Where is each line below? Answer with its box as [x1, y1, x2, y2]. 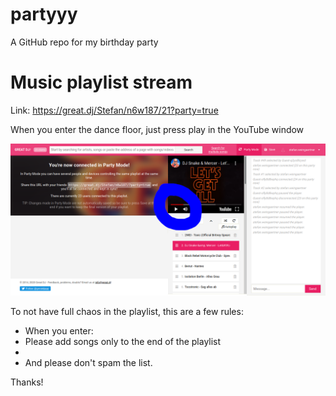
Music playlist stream [10, 71, 193, 94]
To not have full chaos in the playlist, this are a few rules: [10, 306, 244, 318]
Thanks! [10, 376, 44, 388]
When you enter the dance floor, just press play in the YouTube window [10, 123, 305, 135]
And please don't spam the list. [24, 357, 153, 369]
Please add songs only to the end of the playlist [24, 336, 222, 348]
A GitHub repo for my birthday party [10, 36, 159, 48]
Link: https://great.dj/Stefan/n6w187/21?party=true [10, 104, 219, 116]
